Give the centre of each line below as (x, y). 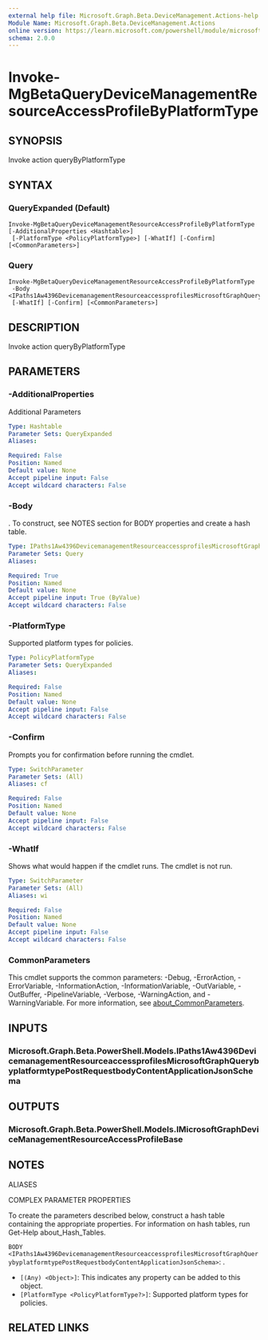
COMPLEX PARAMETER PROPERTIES (70, 1199)
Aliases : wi (28, 895)
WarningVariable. (37, 1003)
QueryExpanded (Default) (59, 208)
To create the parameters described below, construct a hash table (117, 1215)
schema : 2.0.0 (32, 38)
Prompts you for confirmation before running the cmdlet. (101, 755)
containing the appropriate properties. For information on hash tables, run (129, 1223)
